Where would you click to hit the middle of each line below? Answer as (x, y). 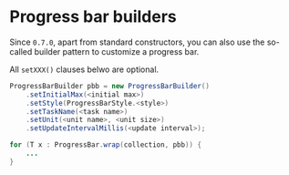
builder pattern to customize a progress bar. (117, 51)
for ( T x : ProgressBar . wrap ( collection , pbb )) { (106, 145)
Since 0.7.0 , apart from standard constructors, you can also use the (137, 42)
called (21, 51)
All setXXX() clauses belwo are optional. (84, 69)
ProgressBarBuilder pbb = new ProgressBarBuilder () (109, 86)
